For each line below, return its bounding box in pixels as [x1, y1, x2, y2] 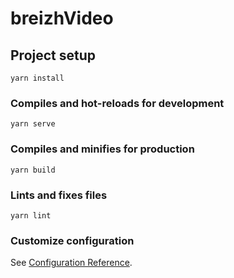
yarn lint [10, 210, 52, 221]
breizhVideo [10, 7, 114, 30]
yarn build [10, 165, 56, 175]
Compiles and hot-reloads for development [10, 96, 225, 110]
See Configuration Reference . [10, 257, 133, 269]
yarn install [10, 73, 65, 83]
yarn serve [10, 119, 56, 129]
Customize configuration [10, 233, 135, 247]
